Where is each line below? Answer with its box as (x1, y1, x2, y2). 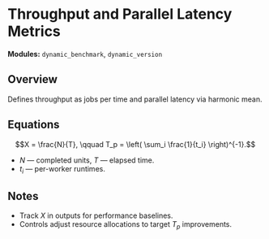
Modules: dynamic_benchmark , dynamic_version (7, 49, 163, 59)
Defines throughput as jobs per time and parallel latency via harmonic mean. (7, 94, 263, 104)
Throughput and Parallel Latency (7, 5, 233, 24)
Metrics (7, 22, 62, 41)
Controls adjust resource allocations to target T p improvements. (19, 219, 233, 231)
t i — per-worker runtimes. (19, 163, 106, 176)
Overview (7, 72, 58, 86)
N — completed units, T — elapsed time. (19, 155, 155, 165)
